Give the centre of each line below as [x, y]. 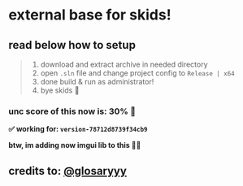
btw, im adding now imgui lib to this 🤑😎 [75, 145]
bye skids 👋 [60, 90]
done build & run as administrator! [97, 82]
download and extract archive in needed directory [124, 64]
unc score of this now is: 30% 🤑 [72, 111]
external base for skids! [90, 15]
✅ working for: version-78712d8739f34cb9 [78, 129]
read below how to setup [72, 45]
